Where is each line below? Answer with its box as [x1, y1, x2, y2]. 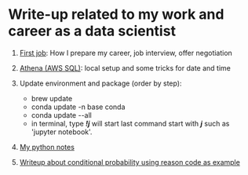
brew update [31, 93, 73, 103]
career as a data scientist [8, 22, 177, 40]
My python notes [19, 142, 75, 151]
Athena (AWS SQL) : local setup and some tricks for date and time [19, 63, 232, 72]
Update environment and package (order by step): [19, 78, 182, 88]
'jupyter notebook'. [31, 127, 93, 137]
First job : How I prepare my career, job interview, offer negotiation [19, 48, 233, 57]
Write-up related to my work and [8, 5, 224, 24]
